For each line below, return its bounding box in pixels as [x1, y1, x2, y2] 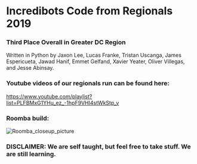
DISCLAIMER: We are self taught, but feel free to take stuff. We [6, 143, 191, 150]
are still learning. [6, 150, 56, 158]
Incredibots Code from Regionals [6, 4, 173, 18]
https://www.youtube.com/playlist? [6, 92, 93, 100]
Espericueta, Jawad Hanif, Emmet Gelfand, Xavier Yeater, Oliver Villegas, [6, 58, 185, 65]
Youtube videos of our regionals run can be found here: [6, 79, 170, 88]
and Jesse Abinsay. [6, 64, 54, 72]
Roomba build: [6, 114, 50, 122]
